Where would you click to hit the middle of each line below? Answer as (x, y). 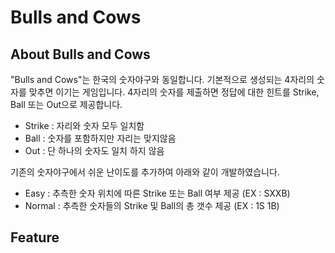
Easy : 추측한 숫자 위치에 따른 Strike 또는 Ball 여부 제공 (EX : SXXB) (157, 193)
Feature (35, 237)
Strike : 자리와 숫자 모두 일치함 (84, 125)
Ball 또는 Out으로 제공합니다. (66, 104)
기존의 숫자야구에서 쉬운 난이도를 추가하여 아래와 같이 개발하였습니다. (145, 172)
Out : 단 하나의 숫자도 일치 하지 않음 (94, 150)
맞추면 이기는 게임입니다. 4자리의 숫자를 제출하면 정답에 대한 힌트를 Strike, (174, 92)
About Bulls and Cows (80, 54)
